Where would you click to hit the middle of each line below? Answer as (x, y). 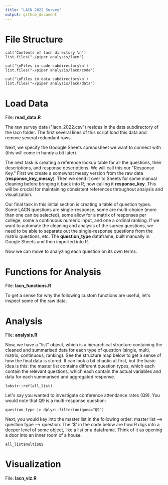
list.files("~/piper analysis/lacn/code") (50, 70)
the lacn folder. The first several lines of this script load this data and (76, 132)
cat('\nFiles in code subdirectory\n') (47, 66)
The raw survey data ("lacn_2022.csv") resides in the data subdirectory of (82, 127)
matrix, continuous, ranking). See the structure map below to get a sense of (83, 355)
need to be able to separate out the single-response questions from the (79, 231)
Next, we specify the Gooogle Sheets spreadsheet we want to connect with (83, 148)
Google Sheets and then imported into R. (47, 242)
